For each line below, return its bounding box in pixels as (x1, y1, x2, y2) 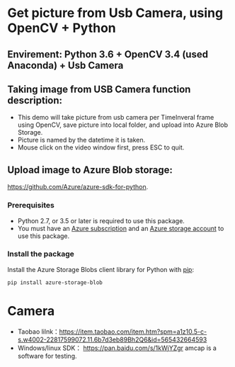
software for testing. (17, 351, 77, 360)
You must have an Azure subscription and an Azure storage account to (17, 224, 224, 232)
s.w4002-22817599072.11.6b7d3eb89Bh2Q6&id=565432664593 (17, 335, 207, 344)
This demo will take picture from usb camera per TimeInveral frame (17, 113, 214, 122)
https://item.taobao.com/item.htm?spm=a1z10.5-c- (59, 327, 207, 336)
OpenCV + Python (7, 20, 117, 36)
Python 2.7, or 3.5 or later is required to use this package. (17, 216, 185, 225)
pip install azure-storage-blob (7, 278, 103, 286)
